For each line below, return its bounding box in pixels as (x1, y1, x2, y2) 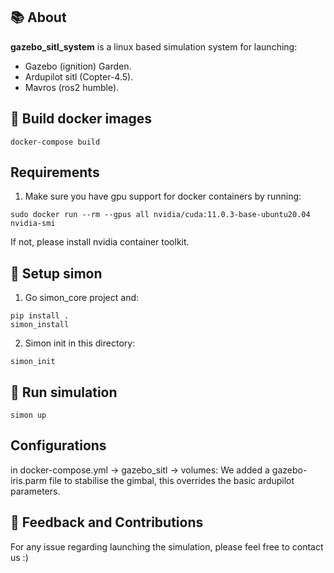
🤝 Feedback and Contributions (10, 514, 204, 531)
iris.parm (10, 474, 47, 486)
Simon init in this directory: (24, 337, 136, 349)
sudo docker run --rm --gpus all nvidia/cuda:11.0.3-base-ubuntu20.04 (10, 210, 311, 220)
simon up (10, 410, 47, 421)
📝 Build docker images (10, 110, 153, 128)
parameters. (10, 485, 61, 497)
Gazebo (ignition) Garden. (24, 60, 132, 72)
